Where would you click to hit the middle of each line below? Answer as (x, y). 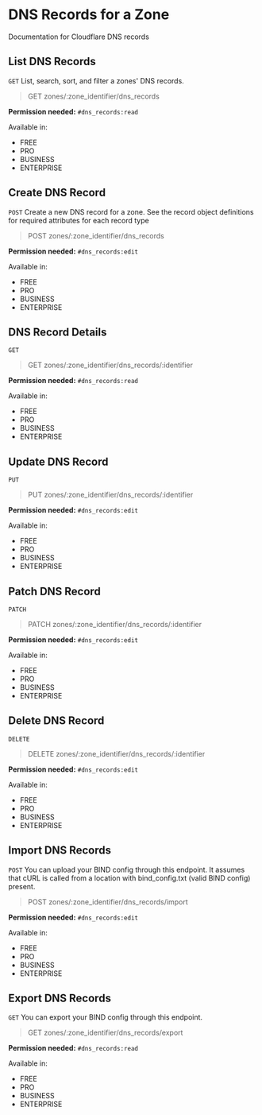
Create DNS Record (57, 193)
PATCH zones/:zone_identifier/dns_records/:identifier (115, 624)
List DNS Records (52, 62)
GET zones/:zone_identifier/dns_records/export (105, 1033)
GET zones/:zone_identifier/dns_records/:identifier (110, 365)
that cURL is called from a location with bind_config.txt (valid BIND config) (129, 878)
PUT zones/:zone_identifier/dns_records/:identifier (110, 495)
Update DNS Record (58, 461)
